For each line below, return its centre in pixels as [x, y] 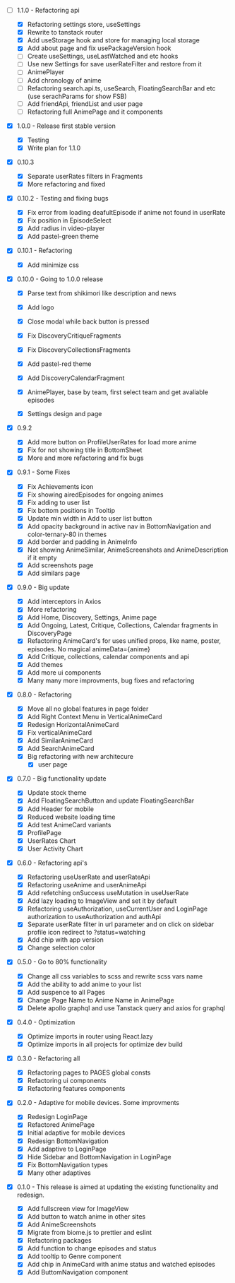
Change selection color [61, 948]
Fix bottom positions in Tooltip [71, 510]
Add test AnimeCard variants [69, 824]
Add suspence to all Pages [66, 992]
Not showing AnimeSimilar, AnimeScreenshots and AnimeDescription [128, 550]
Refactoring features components [76, 1089]
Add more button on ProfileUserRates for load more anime [112, 442]
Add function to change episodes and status [92, 1248]
